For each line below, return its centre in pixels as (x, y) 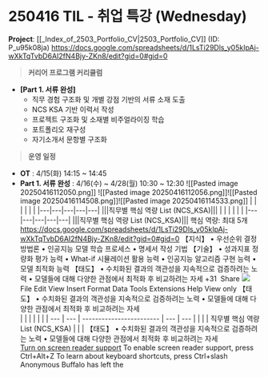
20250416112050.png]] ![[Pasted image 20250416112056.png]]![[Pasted (138, 192)
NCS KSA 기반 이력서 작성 (73, 109)
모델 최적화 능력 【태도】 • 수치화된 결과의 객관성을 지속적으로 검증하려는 (134, 268)
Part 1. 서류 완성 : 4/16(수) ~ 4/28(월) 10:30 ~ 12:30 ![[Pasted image (129, 183)
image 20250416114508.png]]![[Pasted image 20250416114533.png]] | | (138, 200)
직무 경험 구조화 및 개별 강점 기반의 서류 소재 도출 (108, 99)
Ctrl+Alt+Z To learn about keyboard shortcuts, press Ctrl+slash (124, 355)
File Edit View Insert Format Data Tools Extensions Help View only (128, 288)
